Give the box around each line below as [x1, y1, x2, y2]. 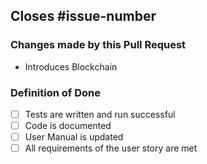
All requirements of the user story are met [24, 142, 198, 154]
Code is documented [24, 120, 112, 132]
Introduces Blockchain [24, 60, 118, 73]
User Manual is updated [24, 131, 124, 143]
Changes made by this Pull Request [10, 38, 187, 52]
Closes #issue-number [10, 8, 157, 25]
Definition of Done [10, 85, 101, 99]
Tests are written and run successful [24, 108, 176, 120]
